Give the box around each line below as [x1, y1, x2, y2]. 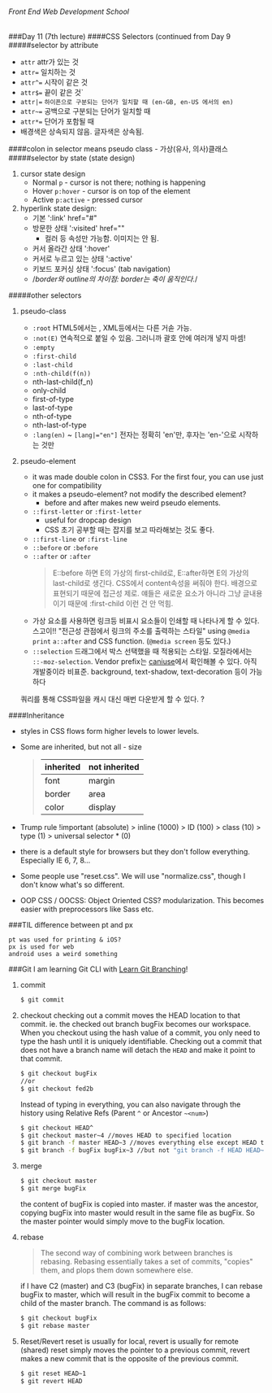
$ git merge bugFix [19, 1185, 87, 1193]
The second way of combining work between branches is [40, 1247, 233, 1257]
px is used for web [8, 943, 75, 951]
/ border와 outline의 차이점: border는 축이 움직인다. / [32, 274, 198, 284]
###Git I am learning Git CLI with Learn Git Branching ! [8, 964, 188, 974]
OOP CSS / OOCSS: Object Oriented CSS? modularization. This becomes [19, 896, 265, 906]
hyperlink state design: [19, 203, 97, 213]
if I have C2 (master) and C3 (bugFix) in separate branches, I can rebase [19, 1281, 263, 1290]
